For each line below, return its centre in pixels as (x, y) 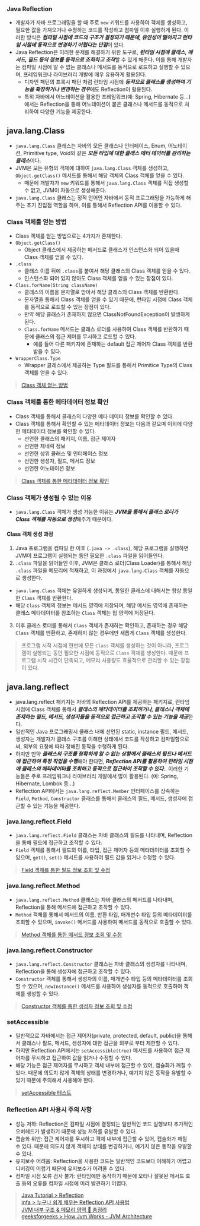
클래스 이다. (28, 161)
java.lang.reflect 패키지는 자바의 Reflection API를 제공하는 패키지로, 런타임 (102, 702)
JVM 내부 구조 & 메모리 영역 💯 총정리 (64, 1209)
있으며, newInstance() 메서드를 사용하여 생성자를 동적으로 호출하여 (105, 986)
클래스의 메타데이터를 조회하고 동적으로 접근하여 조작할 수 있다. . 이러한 (102, 769)
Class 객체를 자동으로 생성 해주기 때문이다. (64, 519)
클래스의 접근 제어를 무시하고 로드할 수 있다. (86, 337)
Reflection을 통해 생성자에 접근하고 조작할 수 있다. (73, 971)
